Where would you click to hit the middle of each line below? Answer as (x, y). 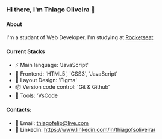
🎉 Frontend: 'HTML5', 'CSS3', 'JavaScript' (66, 74)
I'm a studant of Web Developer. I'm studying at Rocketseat (80, 37)
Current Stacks (26, 51)
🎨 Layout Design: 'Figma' (46, 80)
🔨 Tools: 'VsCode (36, 95)
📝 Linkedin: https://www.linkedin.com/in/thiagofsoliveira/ (85, 129)
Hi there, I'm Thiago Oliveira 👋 (51, 10)
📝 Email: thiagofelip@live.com (52, 123)
